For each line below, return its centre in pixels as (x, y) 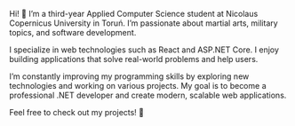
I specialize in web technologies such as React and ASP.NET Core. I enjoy (144, 50)
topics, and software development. (73, 32)
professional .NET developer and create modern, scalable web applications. (148, 95)
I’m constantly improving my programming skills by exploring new (129, 76)
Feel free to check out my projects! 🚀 (77, 112)
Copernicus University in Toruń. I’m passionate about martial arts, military (144, 23)
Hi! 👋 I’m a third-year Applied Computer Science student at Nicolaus (134, 14)
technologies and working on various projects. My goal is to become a (138, 86)
